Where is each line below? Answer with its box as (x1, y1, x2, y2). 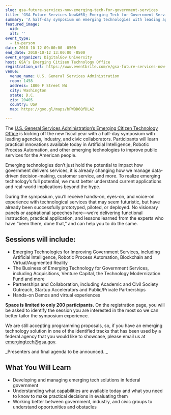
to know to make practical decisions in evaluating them (12, 393, 128, 399)
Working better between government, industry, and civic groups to (12, 398, 153, 404)
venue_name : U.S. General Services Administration (10, 74, 120, 79)
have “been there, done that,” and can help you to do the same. (5, 221, 138, 226)
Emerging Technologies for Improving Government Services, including (12, 249, 160, 255)
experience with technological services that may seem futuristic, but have (5, 199, 160, 205)
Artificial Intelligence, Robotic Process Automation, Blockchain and (12, 254, 153, 260)
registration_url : (5, 64, 44, 69)
